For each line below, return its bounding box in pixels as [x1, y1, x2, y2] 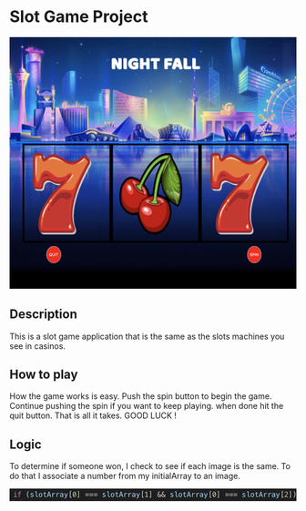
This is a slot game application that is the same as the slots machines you [9, 331, 285, 342]
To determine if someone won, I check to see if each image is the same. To [9, 461, 291, 472]
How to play [9, 367, 78, 383]
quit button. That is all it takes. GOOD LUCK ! [9, 410, 178, 421]
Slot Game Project [9, 6, 148, 27]
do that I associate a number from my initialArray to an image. [9, 471, 241, 482]
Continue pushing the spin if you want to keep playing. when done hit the [9, 401, 284, 412]
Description [9, 307, 77, 322]
